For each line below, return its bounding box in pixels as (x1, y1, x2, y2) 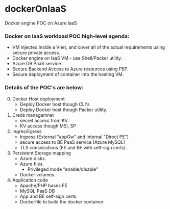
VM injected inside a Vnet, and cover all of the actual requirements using (12, 44, 165, 50)
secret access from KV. (19, 117, 69, 123)
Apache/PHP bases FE (19, 182, 67, 189)
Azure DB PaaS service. (12, 61, 62, 67)
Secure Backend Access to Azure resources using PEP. (12, 66, 129, 72)
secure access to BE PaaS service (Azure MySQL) (19, 139, 126, 145)
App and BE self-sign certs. (19, 193, 78, 199)
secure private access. (12, 49, 61, 56)
